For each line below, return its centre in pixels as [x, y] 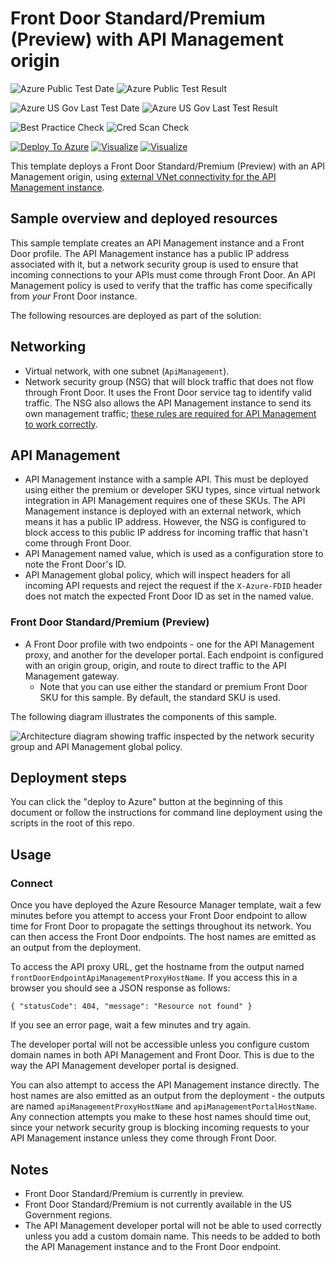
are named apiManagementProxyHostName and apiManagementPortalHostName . [164, 1106]
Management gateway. [72, 676]
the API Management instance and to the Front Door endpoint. [153, 1246]
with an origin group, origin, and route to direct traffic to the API [155, 665]
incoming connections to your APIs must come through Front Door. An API [163, 274]
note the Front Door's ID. [75, 564]
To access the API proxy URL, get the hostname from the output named [157, 967]
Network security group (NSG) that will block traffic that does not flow [169, 381]
